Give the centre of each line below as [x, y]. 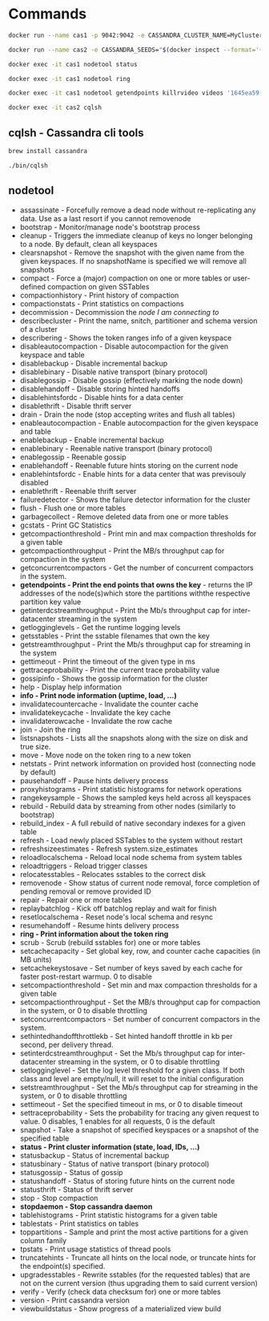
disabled [34, 483]
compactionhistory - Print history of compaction [99, 295]
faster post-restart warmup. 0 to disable [86, 976]
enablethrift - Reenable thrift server [78, 491]
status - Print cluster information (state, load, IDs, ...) [110, 1146]
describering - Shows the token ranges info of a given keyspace [126, 337]
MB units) [36, 959]
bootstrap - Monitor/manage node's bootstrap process [110, 227]
